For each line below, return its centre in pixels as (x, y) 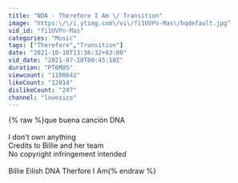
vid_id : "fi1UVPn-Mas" (46, 30)
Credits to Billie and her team (56, 145)
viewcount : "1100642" (44, 75)
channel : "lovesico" (43, 97)
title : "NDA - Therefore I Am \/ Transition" (85, 16)
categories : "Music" (43, 38)
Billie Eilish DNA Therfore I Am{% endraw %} (83, 171)
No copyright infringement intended (67, 154)
